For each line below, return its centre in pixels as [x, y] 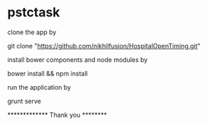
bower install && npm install [47, 73]
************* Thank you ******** [57, 115]
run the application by [39, 87]
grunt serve [24, 101]
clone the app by [32, 32]
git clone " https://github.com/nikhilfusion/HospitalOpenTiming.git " [104, 46]
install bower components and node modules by [78, 59]
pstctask [34, 12]
